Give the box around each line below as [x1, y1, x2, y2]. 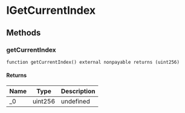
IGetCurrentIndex [6, 4, 96, 17]
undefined [60, 97, 91, 106]
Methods [6, 28, 41, 38]
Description [60, 87, 96, 96]
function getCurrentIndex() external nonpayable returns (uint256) [6, 59, 180, 65]
